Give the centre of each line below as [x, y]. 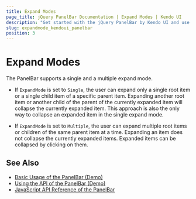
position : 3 [20, 33]
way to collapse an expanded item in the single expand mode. [89, 115]
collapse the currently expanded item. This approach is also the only [97, 108]
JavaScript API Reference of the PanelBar [65, 189]
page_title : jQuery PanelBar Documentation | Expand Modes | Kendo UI [94, 17]
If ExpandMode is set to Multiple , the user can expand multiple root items [101, 126]
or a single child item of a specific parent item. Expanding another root [99, 96]
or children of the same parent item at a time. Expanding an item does [99, 132]
